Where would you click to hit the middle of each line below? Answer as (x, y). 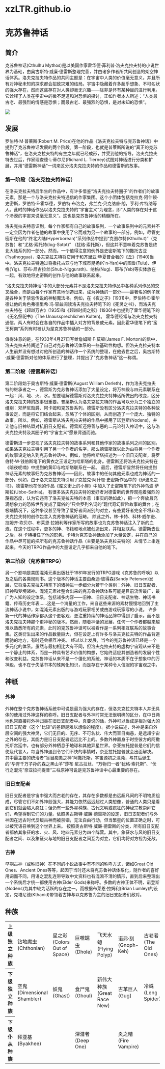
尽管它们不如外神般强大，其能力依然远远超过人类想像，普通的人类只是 (84, 801)
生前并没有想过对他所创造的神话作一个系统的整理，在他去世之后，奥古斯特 (84, 352)
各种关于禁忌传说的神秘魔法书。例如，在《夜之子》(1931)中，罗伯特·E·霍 (82, 298)
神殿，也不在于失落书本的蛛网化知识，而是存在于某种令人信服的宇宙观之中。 (82, 664)
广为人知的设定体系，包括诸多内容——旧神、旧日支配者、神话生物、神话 (78, 597)
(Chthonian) (31, 948)
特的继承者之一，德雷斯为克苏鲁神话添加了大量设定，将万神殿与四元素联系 (80, 389)
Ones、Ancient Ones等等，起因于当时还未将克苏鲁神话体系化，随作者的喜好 (82, 870)
